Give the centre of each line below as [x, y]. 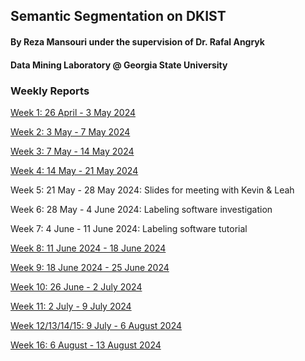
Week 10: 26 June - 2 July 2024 [76, 286]
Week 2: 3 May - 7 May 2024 [70, 131]
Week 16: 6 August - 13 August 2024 [86, 345]
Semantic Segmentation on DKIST [118, 16]
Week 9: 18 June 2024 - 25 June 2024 [90, 267]
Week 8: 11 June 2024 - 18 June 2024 [88, 248]
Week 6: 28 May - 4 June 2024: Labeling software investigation [141, 209]
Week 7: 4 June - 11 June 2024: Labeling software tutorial [129, 228]
